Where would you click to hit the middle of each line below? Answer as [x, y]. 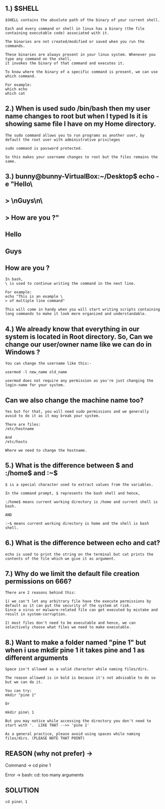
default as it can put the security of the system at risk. [68, 606]
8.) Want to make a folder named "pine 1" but [76, 642]
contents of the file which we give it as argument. [61, 559]
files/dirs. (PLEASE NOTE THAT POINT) [45, 738]
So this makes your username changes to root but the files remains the [82, 157]
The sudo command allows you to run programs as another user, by [75, 135]
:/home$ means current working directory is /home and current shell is [82, 502]
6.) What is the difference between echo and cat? [83, 543]
